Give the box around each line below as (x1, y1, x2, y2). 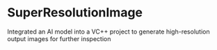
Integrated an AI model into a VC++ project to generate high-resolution (7, 27, 210, 36)
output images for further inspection (7, 34, 111, 42)
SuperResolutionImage (7, 5, 143, 21)
